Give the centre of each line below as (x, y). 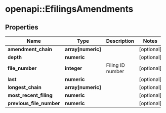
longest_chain (25, 87)
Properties (22, 27)
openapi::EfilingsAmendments (69, 9)
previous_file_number (34, 103)
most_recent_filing (30, 95)
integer (74, 68)
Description (120, 41)
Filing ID (115, 65)
